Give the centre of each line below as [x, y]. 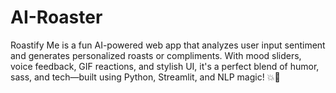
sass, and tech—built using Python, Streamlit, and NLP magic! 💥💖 [145, 77]
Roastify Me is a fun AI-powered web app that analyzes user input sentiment [168, 45]
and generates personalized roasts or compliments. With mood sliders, [156, 55]
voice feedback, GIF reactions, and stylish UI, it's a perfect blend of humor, [165, 66]
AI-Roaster [56, 17]
